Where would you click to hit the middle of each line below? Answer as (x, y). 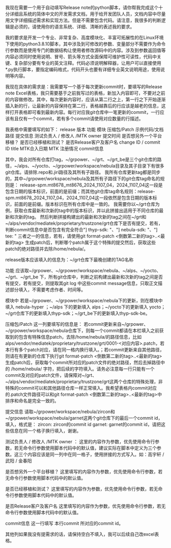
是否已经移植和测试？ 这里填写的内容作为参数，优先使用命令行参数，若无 (82, 489)
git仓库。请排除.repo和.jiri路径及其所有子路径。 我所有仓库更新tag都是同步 (83, 172)
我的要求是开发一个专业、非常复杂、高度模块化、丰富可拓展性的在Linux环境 (84, 38)
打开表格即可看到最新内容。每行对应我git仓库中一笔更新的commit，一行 (85, 112)
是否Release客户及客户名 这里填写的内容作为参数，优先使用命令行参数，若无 (86, 506)
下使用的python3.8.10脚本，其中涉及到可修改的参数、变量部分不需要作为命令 (85, 44)
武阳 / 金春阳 (19, 461)
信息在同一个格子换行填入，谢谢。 (45, 431)
